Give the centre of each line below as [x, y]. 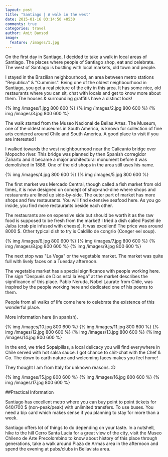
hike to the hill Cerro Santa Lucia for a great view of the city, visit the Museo [83, 433]
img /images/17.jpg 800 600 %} [38, 382]
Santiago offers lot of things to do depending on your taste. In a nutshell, [80, 427]
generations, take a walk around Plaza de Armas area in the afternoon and [82, 443]
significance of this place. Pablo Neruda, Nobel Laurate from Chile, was [79, 282]
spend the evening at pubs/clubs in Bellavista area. [58, 448]
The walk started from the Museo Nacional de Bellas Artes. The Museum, [81, 123]
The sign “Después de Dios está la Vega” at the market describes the [76, 276]
